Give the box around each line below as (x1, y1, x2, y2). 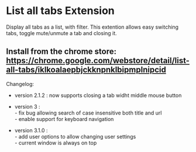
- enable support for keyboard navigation (14, 115, 114, 122)
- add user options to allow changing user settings (14, 133, 136, 140)
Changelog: (6, 80, 34, 87)
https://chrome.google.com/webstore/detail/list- (6, 56, 190, 65)
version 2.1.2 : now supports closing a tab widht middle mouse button (14, 92, 182, 99)
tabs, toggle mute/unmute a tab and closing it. (6, 29, 117, 36)
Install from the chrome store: (6, 47, 117, 57)
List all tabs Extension (6, 4, 115, 18)
